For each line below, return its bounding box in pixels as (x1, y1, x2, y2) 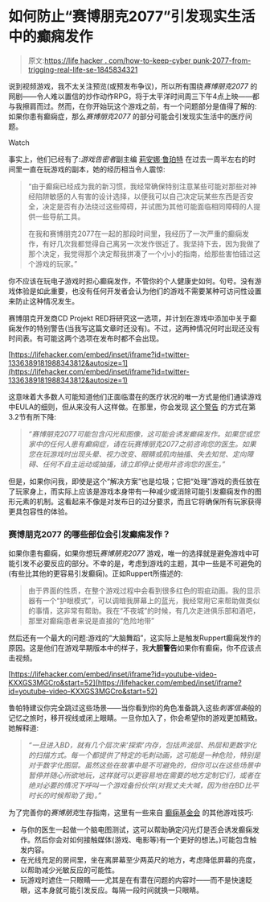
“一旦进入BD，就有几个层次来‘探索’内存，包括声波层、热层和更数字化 (27, 740, 257, 750)
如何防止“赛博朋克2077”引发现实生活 (8, 7, 256, 26)
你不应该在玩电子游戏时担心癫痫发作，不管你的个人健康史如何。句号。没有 (8, 275, 255, 286)
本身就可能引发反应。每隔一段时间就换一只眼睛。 (41, 885, 203, 895)
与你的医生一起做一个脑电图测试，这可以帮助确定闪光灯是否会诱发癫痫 (19, 825, 253, 834)
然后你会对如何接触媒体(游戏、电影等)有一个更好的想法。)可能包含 (34, 835, 251, 845)
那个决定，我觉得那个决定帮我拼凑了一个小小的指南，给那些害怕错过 (27, 249, 254, 259)
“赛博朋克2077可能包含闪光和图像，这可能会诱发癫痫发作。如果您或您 (27, 428, 260, 439)
